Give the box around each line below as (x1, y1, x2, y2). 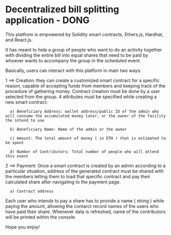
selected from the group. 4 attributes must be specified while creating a (5, 93, 157, 100)
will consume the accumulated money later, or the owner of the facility (5, 113, 166, 119)
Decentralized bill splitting (5, 4, 119, 15)
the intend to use (5, 118, 45, 123)
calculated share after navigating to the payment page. (5, 179, 121, 185)
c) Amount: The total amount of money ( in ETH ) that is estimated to (10, 135, 166, 141)
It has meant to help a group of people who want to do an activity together (5, 46, 162, 53)
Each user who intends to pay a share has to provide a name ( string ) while (5, 198, 164, 204)
